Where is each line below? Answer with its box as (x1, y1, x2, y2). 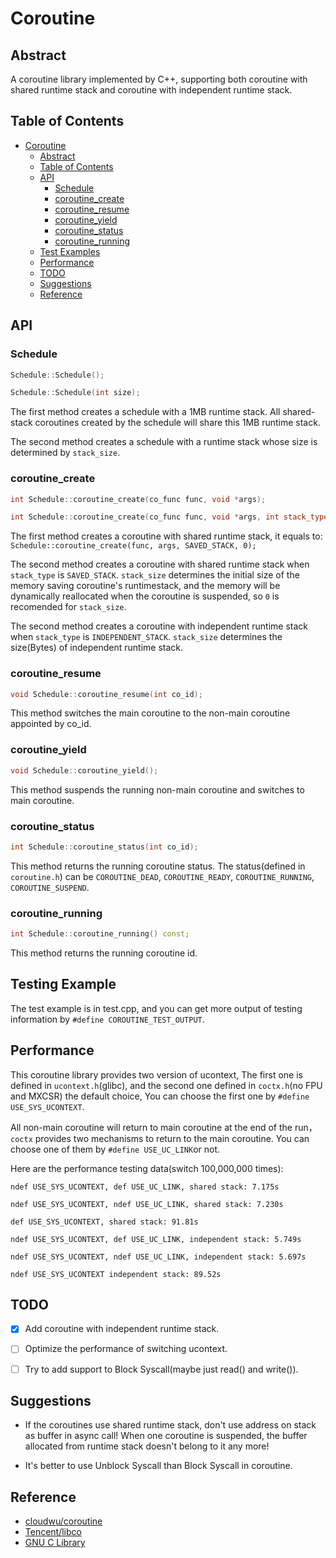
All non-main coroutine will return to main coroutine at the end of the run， (10, 1121, 318, 1133)
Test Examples (39, 245, 101, 257)
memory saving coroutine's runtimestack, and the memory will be (10, 580, 281, 592)
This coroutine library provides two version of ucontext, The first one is (10, 1068, 303, 1081)
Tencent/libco (24, 1526, 82, 1538)
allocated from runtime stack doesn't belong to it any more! (24, 1440, 270, 1452)
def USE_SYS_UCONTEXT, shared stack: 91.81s (10, 1217, 199, 1227)
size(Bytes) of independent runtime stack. (10, 642, 184, 654)
